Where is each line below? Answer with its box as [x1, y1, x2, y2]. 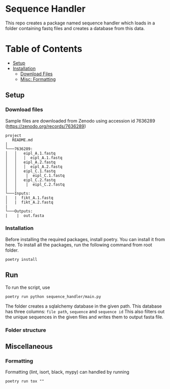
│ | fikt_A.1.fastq [5, 195, 53, 200]
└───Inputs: [5, 191, 31, 196]
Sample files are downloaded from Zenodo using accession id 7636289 [5, 117, 155, 124]
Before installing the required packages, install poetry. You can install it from [5, 236, 165, 242]
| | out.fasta [5, 213, 44, 218]
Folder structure [5, 326, 46, 334]
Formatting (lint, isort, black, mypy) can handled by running [5, 369, 130, 375]
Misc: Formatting [20, 76, 56, 82]
